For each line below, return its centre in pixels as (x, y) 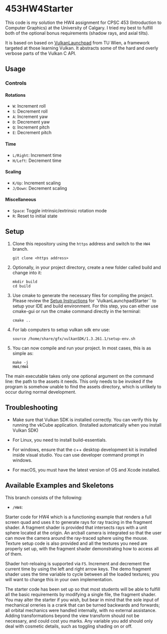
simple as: (23, 353)
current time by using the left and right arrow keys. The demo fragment (78, 569)
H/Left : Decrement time (37, 160)
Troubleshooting (32, 407)
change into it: (27, 273)
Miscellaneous (21, 199)
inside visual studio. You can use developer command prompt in (78, 455)
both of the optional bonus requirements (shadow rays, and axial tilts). (77, 33)
